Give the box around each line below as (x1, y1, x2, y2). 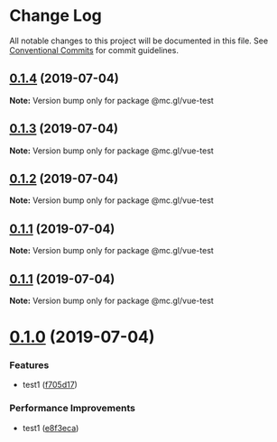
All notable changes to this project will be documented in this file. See (9, 35, 269, 46)
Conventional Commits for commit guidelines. (9, 44, 179, 55)
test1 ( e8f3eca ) (22, 422, 79, 433)
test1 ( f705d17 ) (22, 380, 78, 391)
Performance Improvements (9, 402, 136, 415)
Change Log (9, 5, 102, 26)
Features (9, 359, 50, 372)
